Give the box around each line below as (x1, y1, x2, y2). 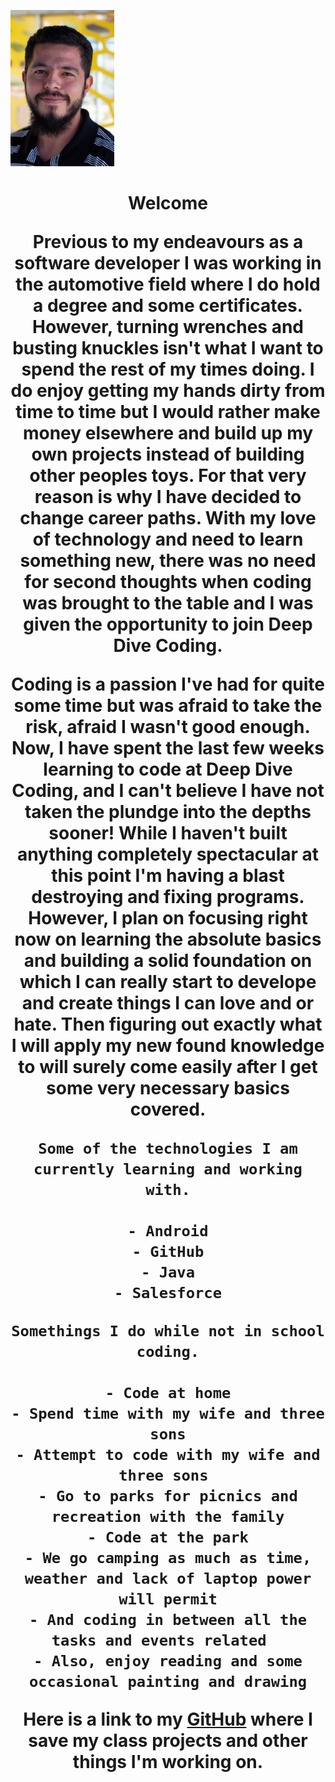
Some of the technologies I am (38, 1140, 298, 1159)
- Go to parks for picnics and (38, 1487, 298, 1506)
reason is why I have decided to (34, 486, 302, 509)
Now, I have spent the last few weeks (11, 737, 325, 760)
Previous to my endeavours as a (32, 231, 304, 254)
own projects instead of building (31, 443, 305, 466)
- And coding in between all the (28, 1611, 308, 1630)
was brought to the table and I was (22, 592, 314, 615)
